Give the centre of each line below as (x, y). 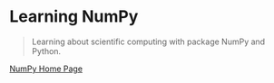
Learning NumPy (74, 17)
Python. (46, 51)
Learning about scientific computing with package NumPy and (148, 41)
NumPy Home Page (46, 69)
